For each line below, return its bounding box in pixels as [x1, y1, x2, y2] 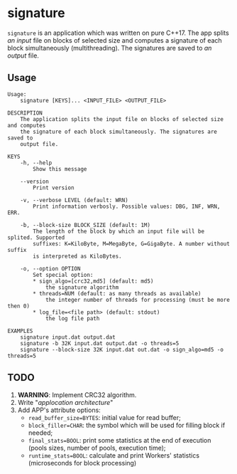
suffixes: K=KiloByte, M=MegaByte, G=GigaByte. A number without [33, 240, 231, 247]
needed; [28, 428, 53, 437]
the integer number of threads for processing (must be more [45, 296, 231, 303]
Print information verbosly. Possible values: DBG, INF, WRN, [33, 203, 221, 210]
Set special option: [33, 271, 94, 278]
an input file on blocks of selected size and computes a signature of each [7, 36, 222, 44]
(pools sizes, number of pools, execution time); [28, 443, 166, 452]
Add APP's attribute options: [17, 406, 101, 414]
